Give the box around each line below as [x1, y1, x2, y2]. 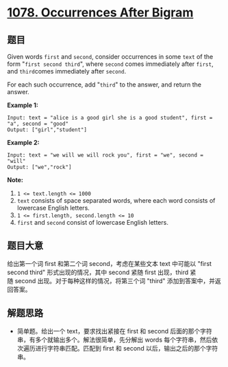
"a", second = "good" [7, 120, 69, 127]
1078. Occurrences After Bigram [7, 5, 194, 21]
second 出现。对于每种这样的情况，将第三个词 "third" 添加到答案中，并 [14, 276, 216, 285]
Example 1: [7, 101, 39, 109]
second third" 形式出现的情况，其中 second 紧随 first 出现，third [7, 268, 189, 276]
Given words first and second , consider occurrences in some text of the [7, 53, 214, 60]
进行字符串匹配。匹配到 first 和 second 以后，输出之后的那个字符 [35, 344, 218, 352]
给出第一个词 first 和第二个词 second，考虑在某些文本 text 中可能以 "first [7, 259, 212, 267]
